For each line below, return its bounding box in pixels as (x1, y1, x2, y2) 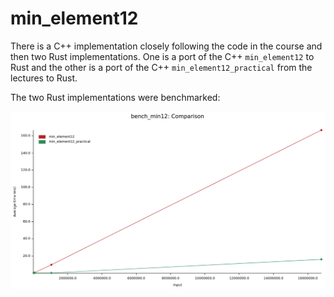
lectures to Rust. (10, 72, 78, 84)
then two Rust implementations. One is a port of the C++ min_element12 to (10, 50, 315, 62)
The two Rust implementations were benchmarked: (10, 91, 221, 103)
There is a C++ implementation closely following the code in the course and (10, 40, 323, 52)
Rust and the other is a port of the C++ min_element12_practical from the (10, 61, 313, 73)
